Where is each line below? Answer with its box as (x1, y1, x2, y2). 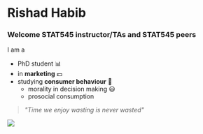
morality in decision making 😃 (27, 85, 115, 94)
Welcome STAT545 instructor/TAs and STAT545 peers (7, 30, 197, 40)
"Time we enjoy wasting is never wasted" (24, 106, 145, 114)
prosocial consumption (27, 92, 94, 100)
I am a (7, 45, 25, 54)
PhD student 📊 (17, 59, 62, 68)
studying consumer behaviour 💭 (17, 77, 113, 86)
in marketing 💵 (17, 70, 63, 78)
